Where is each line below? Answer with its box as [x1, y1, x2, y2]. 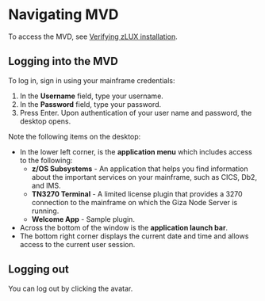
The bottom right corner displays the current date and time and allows [19, 231, 249, 241]
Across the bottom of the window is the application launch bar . [19, 223, 229, 232]
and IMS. [31, 181, 61, 190]
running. [31, 206, 60, 215]
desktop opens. [19, 116, 71, 126]
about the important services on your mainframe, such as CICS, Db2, [31, 172, 258, 181]
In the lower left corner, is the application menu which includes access [19, 147, 252, 156]
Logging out [8, 263, 69, 276]
